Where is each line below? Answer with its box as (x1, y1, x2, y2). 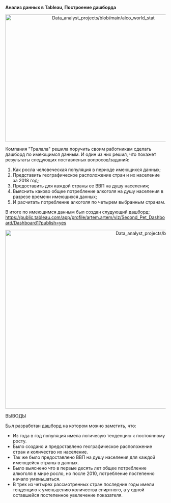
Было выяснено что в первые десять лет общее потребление (12, 465, 147, 471)
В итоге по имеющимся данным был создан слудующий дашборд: (5, 209, 150, 215)
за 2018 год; (12, 178, 39, 183)
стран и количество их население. (12, 449, 88, 455)
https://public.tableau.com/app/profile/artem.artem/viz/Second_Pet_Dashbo (5, 214, 165, 220)
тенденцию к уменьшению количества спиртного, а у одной (12, 487, 145, 493)
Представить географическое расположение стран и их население (12, 172, 160, 178)
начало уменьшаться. (12, 476, 61, 482)
